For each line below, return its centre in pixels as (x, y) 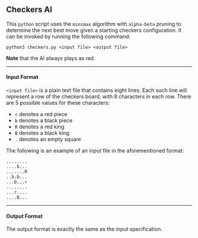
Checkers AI (29, 10)
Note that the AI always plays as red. (51, 58)
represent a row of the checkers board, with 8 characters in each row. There (99, 97)
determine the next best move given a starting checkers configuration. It (94, 30)
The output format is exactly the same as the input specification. (84, 229)
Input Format (22, 77)
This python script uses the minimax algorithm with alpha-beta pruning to (94, 24)
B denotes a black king (42, 133)
